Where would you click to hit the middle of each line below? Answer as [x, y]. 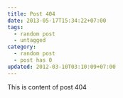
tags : [15, 27]
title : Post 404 [31, 14]
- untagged [30, 40]
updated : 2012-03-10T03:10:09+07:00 [61, 67]
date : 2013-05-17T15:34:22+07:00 [57, 21]
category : [22, 47]
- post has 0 [33, 60]
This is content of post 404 [47, 87]
